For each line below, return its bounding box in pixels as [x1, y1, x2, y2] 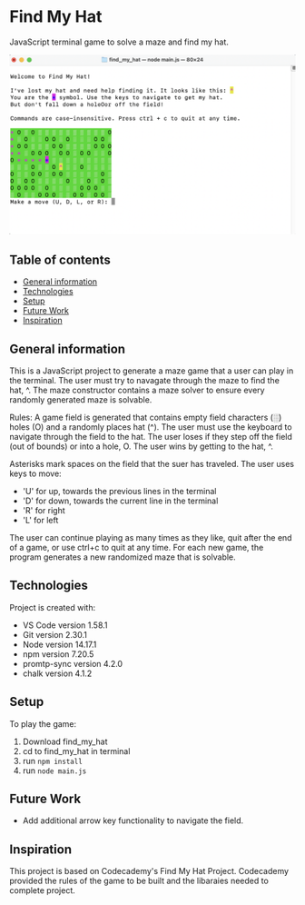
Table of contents [9, 252, 111, 267]
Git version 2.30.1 [22, 629, 88, 640]
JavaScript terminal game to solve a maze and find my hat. [9, 36, 230, 47]
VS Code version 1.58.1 [22, 620, 108, 631]
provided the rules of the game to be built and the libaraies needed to [9, 875, 270, 887]
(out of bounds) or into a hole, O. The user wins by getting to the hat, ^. [9, 441, 274, 452]
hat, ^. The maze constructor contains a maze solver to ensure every [9, 384, 265, 396]
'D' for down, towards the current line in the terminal [22, 495, 219, 506]
